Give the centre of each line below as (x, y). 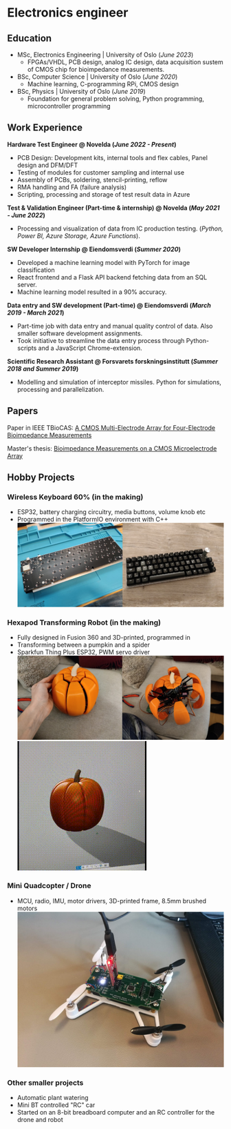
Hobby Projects (41, 478)
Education (30, 38)
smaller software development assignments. (80, 333)
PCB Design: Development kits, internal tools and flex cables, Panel (112, 157)
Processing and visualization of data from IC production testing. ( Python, (120, 228)
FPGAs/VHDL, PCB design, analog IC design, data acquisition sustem (125, 62)
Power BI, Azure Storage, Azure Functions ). (79, 235)
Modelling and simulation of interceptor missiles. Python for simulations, (119, 382)
